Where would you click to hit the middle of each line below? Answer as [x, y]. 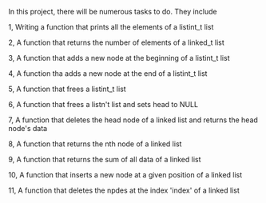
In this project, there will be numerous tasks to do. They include [113, 12]
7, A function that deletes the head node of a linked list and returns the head [133, 120]
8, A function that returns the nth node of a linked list [95, 144]
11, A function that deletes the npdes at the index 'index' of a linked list [124, 190]
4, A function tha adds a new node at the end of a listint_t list [108, 74]
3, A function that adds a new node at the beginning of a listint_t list [119, 58]
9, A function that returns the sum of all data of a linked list [105, 159]
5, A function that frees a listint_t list [67, 89]
